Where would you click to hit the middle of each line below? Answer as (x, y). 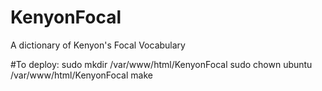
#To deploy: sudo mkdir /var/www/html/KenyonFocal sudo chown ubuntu (161, 64)
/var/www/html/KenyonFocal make (81, 75)
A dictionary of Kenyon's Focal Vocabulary (98, 45)
